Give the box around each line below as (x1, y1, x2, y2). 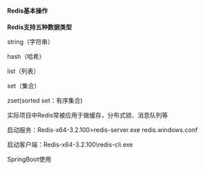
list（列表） (7, 67, 40, 75)
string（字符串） (7, 38, 54, 46)
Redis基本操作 (7, 6, 48, 15)
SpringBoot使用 (7, 155, 52, 164)
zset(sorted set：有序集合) (7, 97, 83, 105)
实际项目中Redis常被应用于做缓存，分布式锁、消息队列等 (7, 111, 168, 120)
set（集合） (7, 82, 41, 90)
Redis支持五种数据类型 (7, 23, 72, 31)
